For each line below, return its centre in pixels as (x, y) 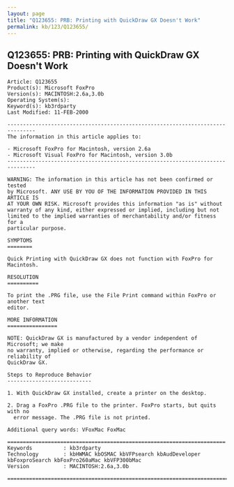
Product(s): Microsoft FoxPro (51, 88)
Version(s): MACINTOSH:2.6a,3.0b (56, 94)
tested (17, 186)
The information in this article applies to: (74, 137)
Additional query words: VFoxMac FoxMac (67, 430)
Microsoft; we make (36, 345)
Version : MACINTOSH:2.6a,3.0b (68, 467)
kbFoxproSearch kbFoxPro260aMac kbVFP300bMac (74, 460)
